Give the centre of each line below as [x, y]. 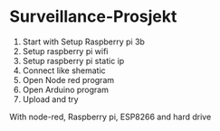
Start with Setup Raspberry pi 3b [83, 42]
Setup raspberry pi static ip [73, 61]
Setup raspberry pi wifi [65, 51]
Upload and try [50, 99]
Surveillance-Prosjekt [93, 17]
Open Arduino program [65, 89]
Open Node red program [68, 80]
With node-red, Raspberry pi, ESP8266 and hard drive [110, 117]
